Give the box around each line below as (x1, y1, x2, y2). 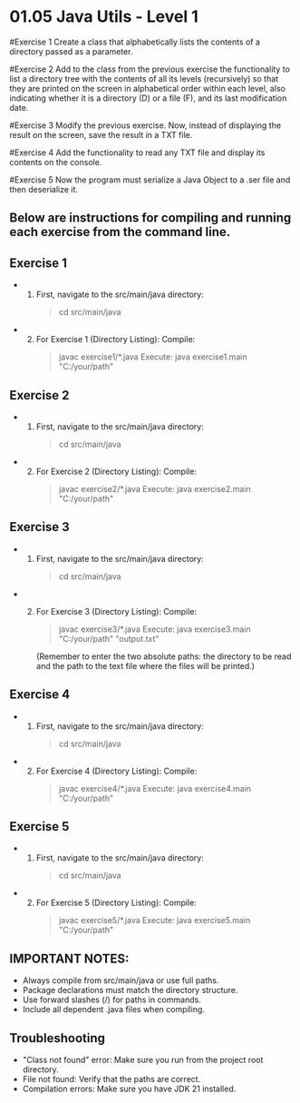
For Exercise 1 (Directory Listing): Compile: (35, 334, 196, 345)
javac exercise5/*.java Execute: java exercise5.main (58, 915, 251, 926)
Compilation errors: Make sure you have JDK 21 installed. (22, 1083, 237, 1095)
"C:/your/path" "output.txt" (58, 633, 160, 644)
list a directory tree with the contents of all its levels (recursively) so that (9, 73, 279, 84)
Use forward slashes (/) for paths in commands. (22, 994, 201, 1005)
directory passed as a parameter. (9, 45, 133, 56)
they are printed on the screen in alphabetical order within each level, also (9, 83, 285, 94)
